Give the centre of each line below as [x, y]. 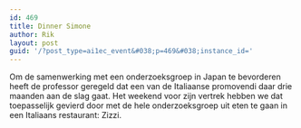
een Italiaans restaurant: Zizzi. [66, 115]
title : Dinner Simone [50, 26]
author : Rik [32, 34]
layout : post [34, 43]
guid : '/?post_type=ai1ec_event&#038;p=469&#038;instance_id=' [131, 51]
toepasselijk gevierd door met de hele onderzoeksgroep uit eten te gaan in [149, 105]
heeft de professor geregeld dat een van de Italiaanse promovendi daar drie [151, 87]
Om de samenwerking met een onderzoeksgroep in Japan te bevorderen [145, 77]
